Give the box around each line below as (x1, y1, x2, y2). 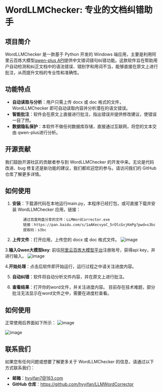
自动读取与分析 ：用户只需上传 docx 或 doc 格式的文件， (12, 99, 124, 105)
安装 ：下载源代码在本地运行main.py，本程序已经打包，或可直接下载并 (12, 201, 151, 206)
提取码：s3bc (23, 227, 47, 233)
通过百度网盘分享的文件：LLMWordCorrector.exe (23, 217, 110, 222)
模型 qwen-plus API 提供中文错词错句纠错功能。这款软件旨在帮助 (26, 57, 154, 63)
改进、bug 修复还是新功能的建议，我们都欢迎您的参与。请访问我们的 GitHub (5, 165, 157, 171)
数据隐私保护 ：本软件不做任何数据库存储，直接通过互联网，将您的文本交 (12, 123, 157, 129)
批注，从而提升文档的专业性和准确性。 (5, 70, 81, 75)
